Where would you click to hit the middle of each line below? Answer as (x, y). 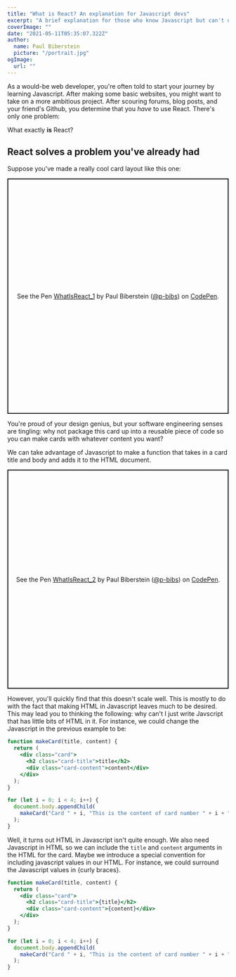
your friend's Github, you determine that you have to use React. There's (111, 108)
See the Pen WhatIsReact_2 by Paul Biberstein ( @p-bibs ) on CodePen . (118, 579)
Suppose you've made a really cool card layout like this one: (94, 169)
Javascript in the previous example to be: (67, 729)
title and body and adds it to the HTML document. (79, 460)
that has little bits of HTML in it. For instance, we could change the (103, 721)
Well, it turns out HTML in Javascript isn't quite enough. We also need (108, 840)
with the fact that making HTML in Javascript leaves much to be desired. (112, 706)
